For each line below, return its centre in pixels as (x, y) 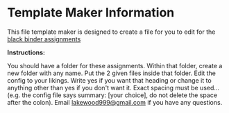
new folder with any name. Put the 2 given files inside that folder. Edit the (112, 73)
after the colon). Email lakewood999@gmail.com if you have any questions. (115, 102)
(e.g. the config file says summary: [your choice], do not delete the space (112, 95)
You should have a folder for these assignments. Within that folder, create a (115, 65)
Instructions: (26, 52)
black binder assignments (44, 39)
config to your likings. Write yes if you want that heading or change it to (109, 80)
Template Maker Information (91, 13)
